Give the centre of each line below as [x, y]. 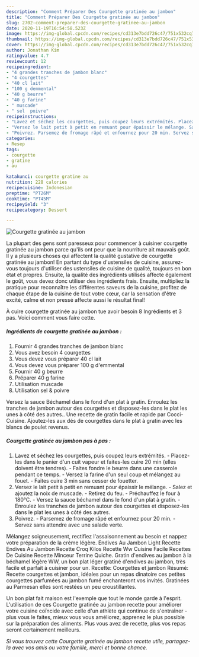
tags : [13, 149]
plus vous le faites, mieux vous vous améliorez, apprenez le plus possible [96, 617]
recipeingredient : [29, 67]
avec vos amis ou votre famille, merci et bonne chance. [80, 648]
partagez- [178, 642]
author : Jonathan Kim [33, 50]
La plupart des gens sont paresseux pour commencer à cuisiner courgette [97, 243]
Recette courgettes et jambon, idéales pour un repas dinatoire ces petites [96, 574]
